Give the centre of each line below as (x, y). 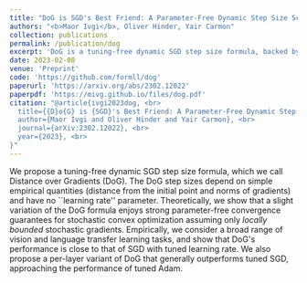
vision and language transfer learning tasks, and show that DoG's (132, 239)
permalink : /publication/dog (65, 43)
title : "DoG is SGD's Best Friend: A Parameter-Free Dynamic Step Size (148, 18)
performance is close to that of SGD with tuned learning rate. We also (140, 248)
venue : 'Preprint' (44, 69)
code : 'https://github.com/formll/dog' (85, 78)
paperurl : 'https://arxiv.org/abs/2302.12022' (100, 86)
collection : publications (58, 35)
